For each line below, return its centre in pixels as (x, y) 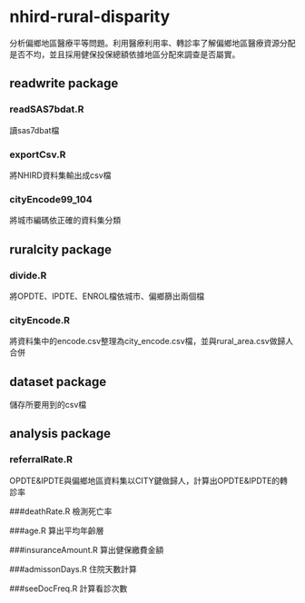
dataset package (58, 382)
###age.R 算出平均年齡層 (57, 530)
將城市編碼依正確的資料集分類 (65, 221)
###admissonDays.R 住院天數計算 (74, 568)
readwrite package (64, 84)
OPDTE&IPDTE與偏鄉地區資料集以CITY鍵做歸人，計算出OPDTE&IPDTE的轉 (149, 480)
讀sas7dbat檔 (34, 130)
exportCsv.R (38, 154)
